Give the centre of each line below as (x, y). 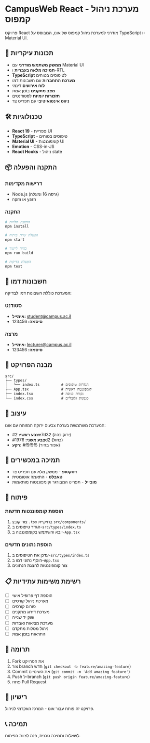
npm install (17, 227)
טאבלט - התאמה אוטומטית (37, 477)
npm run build (19, 253)
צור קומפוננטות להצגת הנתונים (40, 565)
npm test (14, 266)
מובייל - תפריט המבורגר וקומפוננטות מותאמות (55, 482)
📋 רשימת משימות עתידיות (43, 581)
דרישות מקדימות (24, 183)
